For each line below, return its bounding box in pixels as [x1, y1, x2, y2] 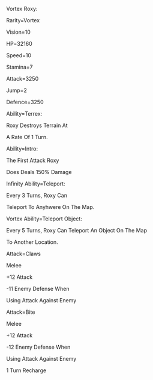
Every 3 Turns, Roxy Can [6, 192, 68, 199]
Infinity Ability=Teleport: [6, 180, 65, 187]
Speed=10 [6, 52, 32, 59]
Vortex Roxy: [6, 5, 38, 12]
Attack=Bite [6, 308, 35, 316]
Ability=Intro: [6, 145, 38, 152]
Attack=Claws [6, 250, 41, 257]
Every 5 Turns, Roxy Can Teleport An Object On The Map [6, 227, 147, 234]
